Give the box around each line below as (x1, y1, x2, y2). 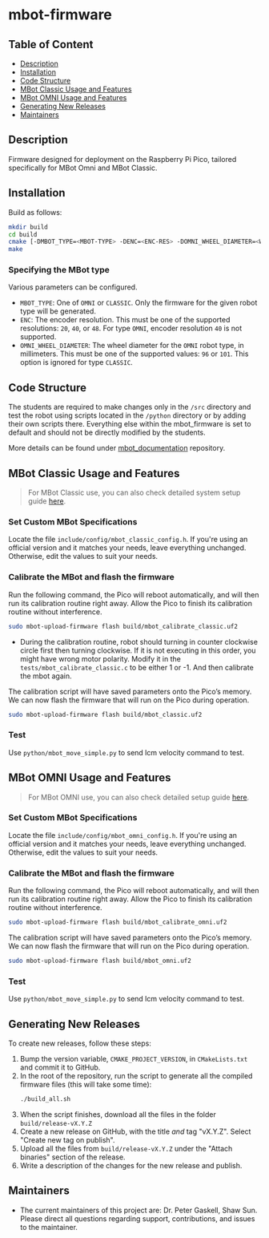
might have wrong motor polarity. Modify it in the (19, 653, 182, 663)
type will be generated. (19, 306, 96, 316)
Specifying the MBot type (8, 265, 110, 276)
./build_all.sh (19, 1094, 71, 1103)
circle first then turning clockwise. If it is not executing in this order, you (19, 645, 256, 655)
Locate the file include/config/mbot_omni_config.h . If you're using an (8, 830, 238, 839)
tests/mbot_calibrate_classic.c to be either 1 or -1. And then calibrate (19, 662, 254, 672)
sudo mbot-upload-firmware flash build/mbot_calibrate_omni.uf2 (8, 918, 227, 927)
